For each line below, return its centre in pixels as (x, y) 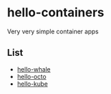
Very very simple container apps (53, 31)
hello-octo (32, 76)
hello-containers (56, 13)
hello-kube (32, 84)
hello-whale (34, 69)
